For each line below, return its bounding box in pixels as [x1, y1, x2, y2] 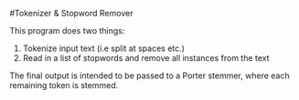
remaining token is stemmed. [9, 80, 119, 90]
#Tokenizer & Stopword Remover [9, 8, 133, 18]
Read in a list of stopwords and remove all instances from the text [22, 53, 270, 63]
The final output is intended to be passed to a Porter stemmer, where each [9, 70, 290, 81]
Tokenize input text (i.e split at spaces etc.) [22, 43, 186, 54]
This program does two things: [9, 25, 125, 35]
